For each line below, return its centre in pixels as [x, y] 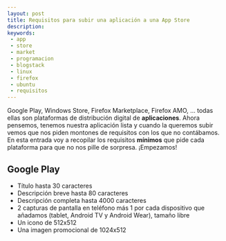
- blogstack [27, 65]
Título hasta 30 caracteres [55, 186]
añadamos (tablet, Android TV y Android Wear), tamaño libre [103, 215]
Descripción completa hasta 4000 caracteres [82, 200]
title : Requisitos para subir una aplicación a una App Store [98, 20]
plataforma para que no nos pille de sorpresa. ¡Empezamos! [92, 148]
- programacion [32, 59]
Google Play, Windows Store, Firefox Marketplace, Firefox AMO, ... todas [110, 111]
